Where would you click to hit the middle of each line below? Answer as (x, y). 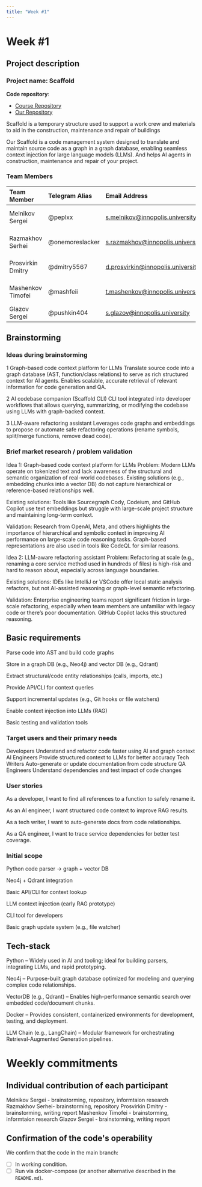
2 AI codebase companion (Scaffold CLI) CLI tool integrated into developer (99, 399)
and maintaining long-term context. (50, 514)
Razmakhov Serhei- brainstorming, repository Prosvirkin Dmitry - (87, 1106)
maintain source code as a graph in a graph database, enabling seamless (97, 148)
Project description (43, 64)
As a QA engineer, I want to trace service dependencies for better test (93, 834)
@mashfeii (63, 291)
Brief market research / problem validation (69, 452)
